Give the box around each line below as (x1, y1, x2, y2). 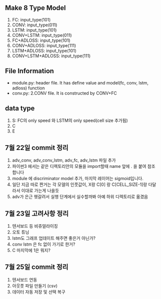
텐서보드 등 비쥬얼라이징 (12, 223, 58, 229)
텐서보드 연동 (12, 277, 37, 282)
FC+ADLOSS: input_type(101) (12, 37, 71, 43)
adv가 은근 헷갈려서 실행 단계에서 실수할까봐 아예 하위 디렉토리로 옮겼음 (12, 194, 148, 199)
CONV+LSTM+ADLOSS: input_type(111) (12, 53, 91, 59)
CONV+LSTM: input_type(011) (12, 32, 72, 38)
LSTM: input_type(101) (12, 27, 57, 33)
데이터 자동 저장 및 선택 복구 (12, 289, 66, 295)
